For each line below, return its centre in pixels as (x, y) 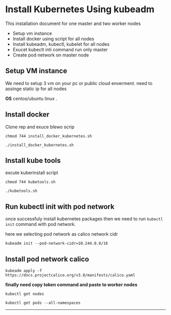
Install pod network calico (47, 259)
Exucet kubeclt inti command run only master (60, 49)
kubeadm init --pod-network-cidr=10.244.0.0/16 (57, 244)
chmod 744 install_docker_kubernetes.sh (49, 136)
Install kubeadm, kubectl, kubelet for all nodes (61, 44)
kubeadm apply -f (24, 271)
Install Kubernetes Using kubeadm (80, 9)
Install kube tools (33, 161)
